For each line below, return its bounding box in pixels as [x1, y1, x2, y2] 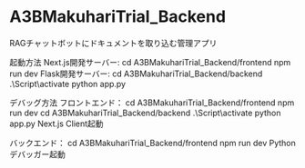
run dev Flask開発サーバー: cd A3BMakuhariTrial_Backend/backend [9, 68, 263, 79]
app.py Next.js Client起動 [9, 118, 104, 129]
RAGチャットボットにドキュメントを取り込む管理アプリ [9, 37, 218, 48]
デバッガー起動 [9, 148, 66, 160]
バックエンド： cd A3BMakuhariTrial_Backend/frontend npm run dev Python [9, 137, 296, 148]
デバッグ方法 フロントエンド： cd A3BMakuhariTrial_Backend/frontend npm [9, 97, 295, 108]
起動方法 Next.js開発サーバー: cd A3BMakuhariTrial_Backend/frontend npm [9, 56, 291, 67]
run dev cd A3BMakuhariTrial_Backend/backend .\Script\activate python [9, 107, 281, 118]
